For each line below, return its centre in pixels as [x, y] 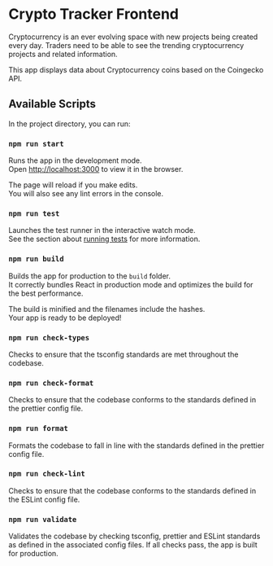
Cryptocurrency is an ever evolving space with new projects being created [133, 37]
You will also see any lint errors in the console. [86, 194]
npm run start [36, 144]
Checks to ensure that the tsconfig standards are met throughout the [123, 354]
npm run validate [43, 519]
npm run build [36, 259]
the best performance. [46, 293]
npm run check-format [51, 383]
